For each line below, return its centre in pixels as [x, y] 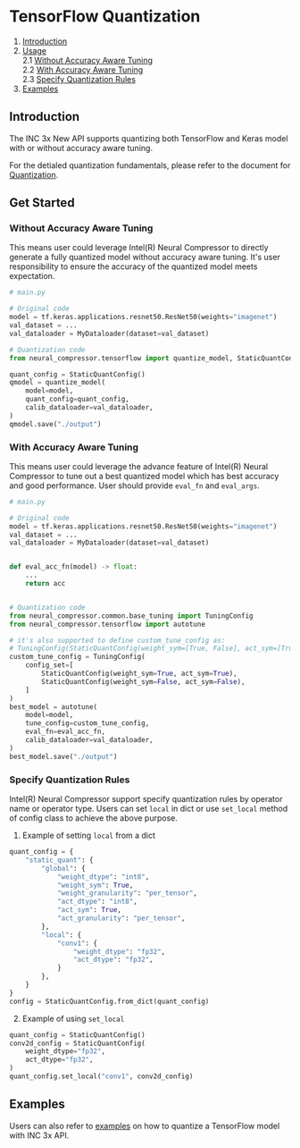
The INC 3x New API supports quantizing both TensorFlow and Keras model [149, 138]
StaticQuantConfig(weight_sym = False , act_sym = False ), [143, 681]
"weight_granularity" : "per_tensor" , [127, 893]
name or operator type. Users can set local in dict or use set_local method [149, 809]
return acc [46, 584]
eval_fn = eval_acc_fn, [65, 732]
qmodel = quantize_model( [57, 383]
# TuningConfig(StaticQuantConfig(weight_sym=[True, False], [125, 649]
